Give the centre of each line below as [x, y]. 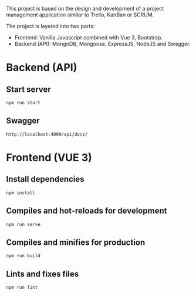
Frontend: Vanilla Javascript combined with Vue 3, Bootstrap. [89, 37]
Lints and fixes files [43, 274]
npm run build [23, 256]
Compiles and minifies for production [76, 243]
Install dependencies [45, 179]
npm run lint [22, 288]
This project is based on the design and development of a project [85, 9]
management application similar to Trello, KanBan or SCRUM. [80, 15]
